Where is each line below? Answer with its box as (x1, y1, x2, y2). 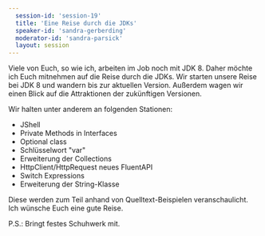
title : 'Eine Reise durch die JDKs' (15, 19, 137, 27)
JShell (19, 120, 41, 130)
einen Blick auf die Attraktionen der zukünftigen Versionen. (8, 89, 202, 98)
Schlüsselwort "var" (19, 146, 86, 155)
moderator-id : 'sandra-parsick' (15, 34, 124, 42)
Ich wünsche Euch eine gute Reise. (8, 203, 124, 213)
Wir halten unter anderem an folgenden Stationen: (8, 105, 173, 114)
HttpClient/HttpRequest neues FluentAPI (19, 162, 153, 172)
